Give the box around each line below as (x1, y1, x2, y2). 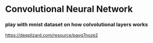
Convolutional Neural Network (5, 3, 133, 15)
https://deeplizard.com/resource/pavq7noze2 (5, 32, 98, 38)
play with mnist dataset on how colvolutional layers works (5, 21, 148, 28)
